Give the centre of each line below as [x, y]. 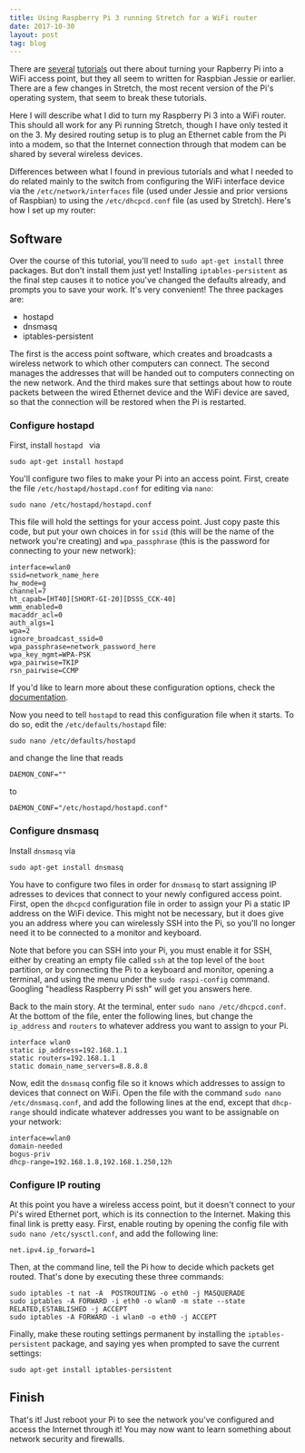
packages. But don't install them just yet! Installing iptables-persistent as [148, 271]
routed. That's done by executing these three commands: [117, 1276]
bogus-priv [30, 1154]
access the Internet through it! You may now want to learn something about [150, 1429]
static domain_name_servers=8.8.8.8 [79, 1066]
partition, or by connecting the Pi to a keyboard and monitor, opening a [142, 969]
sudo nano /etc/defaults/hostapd [73, 741]
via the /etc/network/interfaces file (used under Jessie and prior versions [149, 191]
